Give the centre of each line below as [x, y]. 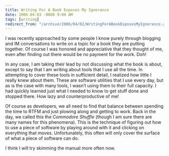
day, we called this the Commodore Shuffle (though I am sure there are [79, 117]
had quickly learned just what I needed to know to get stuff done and [77, 91]
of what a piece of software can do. [42, 138]
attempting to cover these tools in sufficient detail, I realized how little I [78, 75]
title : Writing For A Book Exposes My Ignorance [57, 10]
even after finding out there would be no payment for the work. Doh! [76, 55]
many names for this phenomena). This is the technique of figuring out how [83, 122]
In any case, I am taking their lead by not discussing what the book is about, [84, 64]
